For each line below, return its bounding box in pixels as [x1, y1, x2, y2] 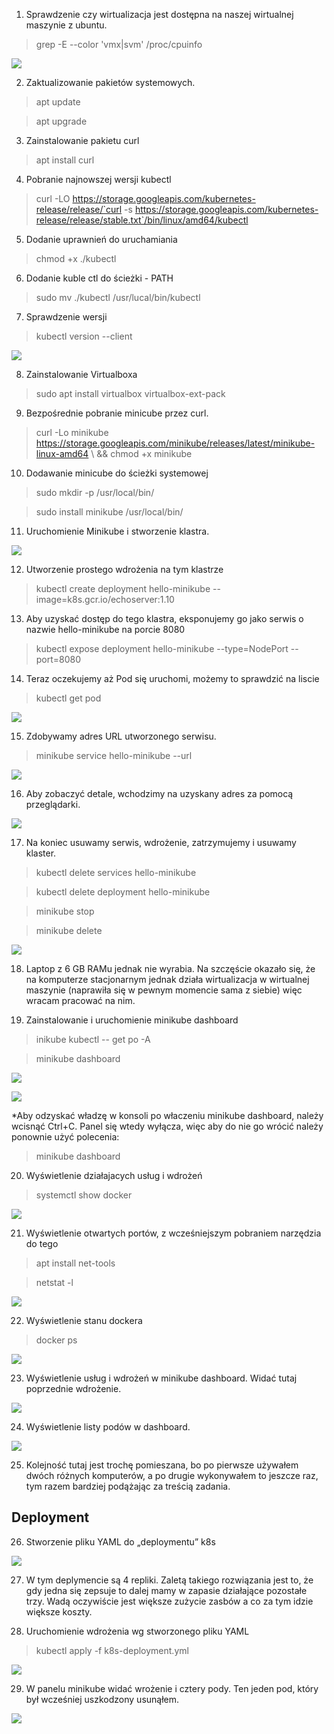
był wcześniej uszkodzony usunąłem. [25, 1693, 180, 1705]
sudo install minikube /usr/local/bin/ [35, 506, 184, 518]
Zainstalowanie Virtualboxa [25, 369, 138, 380]
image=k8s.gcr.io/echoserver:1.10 [35, 594, 175, 605]
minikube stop [35, 905, 95, 917]
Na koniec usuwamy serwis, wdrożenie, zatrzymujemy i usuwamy [25, 837, 297, 848]
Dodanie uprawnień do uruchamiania [25, 234, 178, 245]
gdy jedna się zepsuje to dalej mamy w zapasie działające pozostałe [25, 1584, 308, 1596]
